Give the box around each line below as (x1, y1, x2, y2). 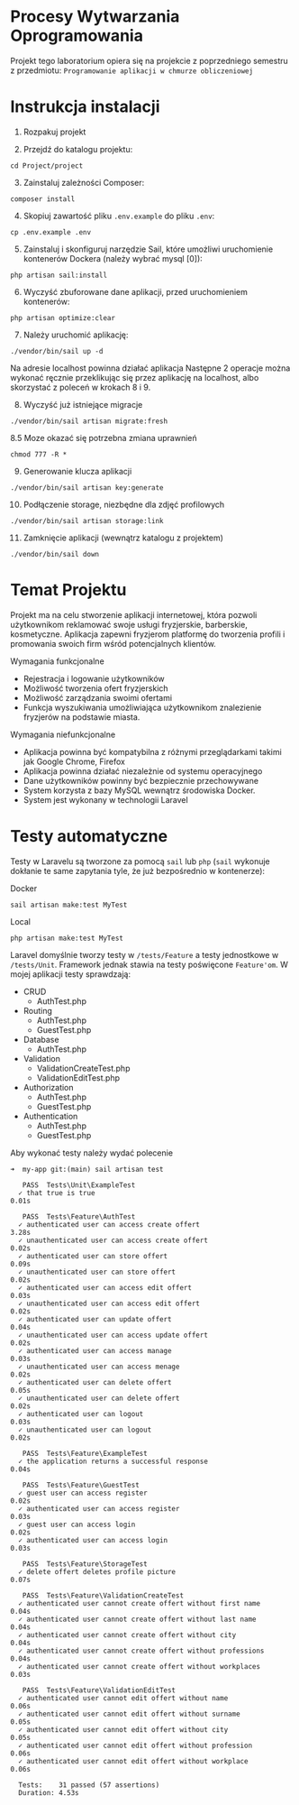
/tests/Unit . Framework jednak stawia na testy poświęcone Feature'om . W (10, 959, 289, 970)
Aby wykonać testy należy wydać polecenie (10, 1147, 174, 1158)
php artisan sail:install (10, 271, 107, 280)
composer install (10, 194, 76, 204)
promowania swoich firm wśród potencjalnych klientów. (10, 638, 217, 649)
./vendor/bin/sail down (10, 549, 100, 558)
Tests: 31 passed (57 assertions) (18, 1780, 160, 1790)
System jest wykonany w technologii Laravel (23, 794, 188, 805)
